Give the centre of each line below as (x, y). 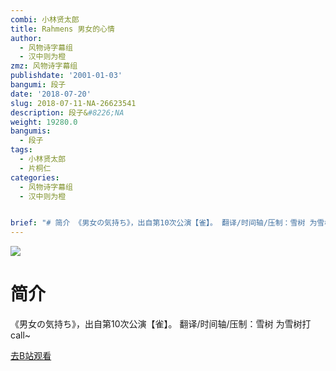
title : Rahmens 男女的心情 (62, 29)
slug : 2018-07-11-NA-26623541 (73, 103)
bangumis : (31, 131)
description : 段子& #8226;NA (67, 112)
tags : (21, 150)
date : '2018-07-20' (51, 94)
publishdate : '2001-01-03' (66, 76)
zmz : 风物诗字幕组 (44, 66)
